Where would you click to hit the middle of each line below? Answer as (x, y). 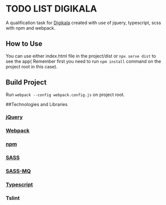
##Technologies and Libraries (37, 104)
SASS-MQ (18, 171)
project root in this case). (32, 66)
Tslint (13, 198)
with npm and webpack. (31, 28)
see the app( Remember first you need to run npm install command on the (84, 61)
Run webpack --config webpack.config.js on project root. (65, 94)
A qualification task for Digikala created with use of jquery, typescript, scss (84, 23)
